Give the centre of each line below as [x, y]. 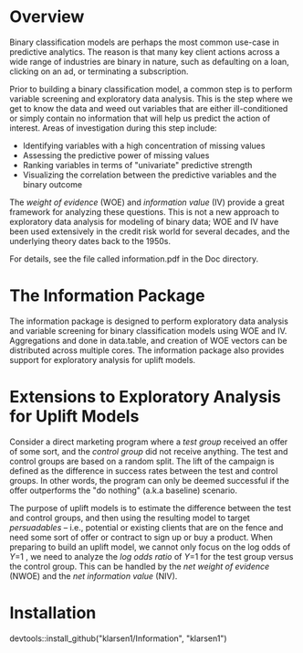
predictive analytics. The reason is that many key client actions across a [145, 51]
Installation [53, 613]
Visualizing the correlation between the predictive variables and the [149, 175]
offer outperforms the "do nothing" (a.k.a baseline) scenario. [123, 490]
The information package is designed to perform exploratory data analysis [149, 321]
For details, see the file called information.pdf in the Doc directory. [134, 259]
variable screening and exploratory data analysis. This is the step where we [151, 99]
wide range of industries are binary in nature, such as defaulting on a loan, [149, 61]
